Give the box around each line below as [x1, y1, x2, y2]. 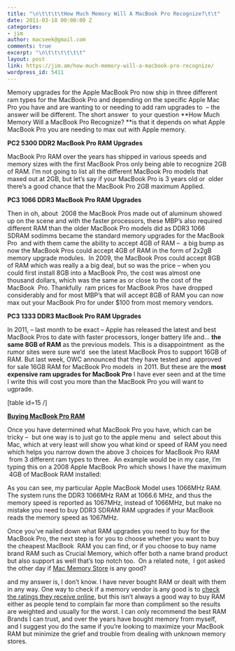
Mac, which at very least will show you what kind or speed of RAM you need [7, 440, 227, 448]
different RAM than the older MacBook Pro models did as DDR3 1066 [7, 224, 206, 232]
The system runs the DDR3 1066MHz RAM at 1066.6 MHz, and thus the [7, 491, 212, 499]
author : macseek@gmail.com [7, 36, 86, 43]
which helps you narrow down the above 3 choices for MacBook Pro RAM [7, 448, 220, 456]
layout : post [7, 56, 45, 63]
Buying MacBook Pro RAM [7, 412, 85, 420]
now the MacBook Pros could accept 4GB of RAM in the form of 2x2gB [7, 246, 212, 255]
